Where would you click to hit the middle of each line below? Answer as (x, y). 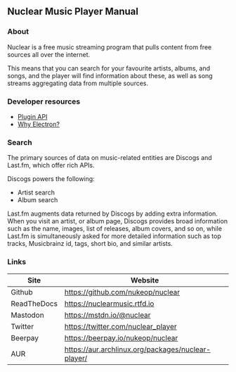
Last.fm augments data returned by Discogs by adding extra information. (112, 213)
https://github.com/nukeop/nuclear (122, 292)
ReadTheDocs (34, 304)
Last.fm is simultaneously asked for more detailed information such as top (114, 236)
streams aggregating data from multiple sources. (78, 83)
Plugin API (32, 116)
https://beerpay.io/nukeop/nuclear (121, 337)
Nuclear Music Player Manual (73, 12)
